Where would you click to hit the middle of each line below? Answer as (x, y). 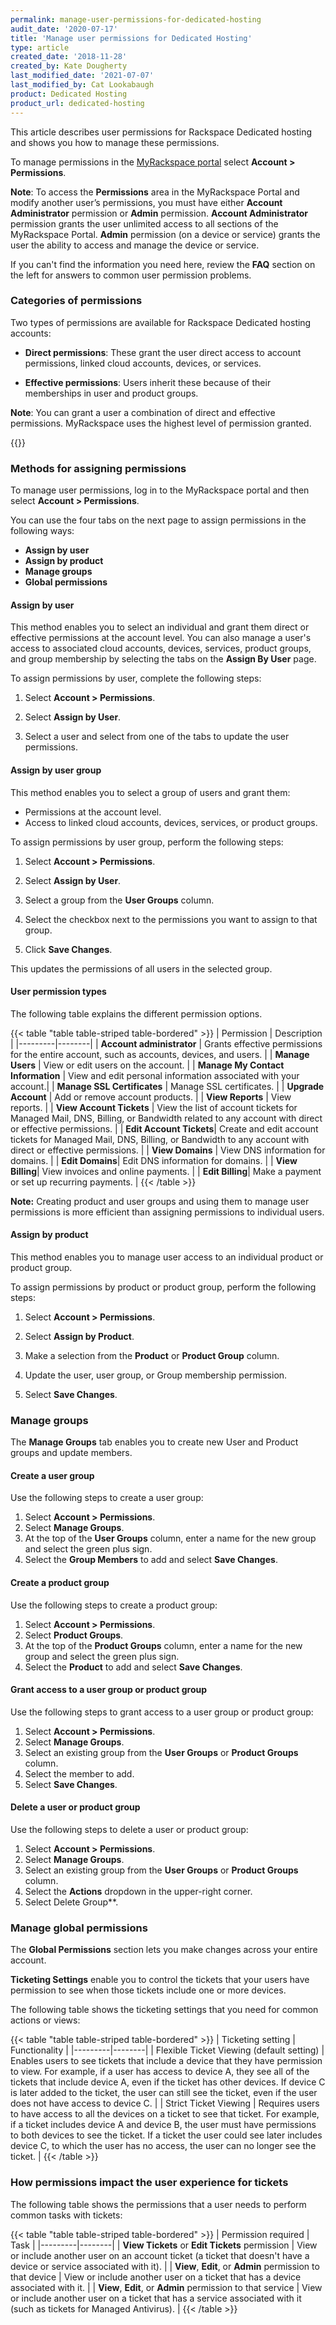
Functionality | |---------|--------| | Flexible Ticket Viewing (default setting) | (167, 2050)
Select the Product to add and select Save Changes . (133, 1667)
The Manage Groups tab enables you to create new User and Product (154, 1442)
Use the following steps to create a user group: (107, 1498)
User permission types (58, 992)
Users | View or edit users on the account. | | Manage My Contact (147, 1065)
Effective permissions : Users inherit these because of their (148, 382)
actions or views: (45, 2020)
